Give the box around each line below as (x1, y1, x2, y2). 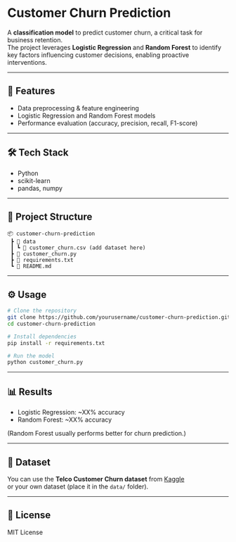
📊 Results (7, 386, 53, 398)
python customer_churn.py (7, 359, 83, 366)
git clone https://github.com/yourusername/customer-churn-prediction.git (7, 314, 231, 321)
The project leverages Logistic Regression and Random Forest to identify (7, 43, 222, 51)
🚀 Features (7, 85, 55, 97)
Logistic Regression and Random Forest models (17, 111, 156, 120)
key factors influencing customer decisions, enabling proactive (7, 51, 190, 59)
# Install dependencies (7, 333, 77, 340)
